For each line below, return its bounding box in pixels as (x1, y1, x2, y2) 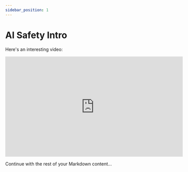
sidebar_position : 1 (5, 7, 49, 13)
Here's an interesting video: (5, 46, 63, 52)
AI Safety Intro (5, 29, 67, 41)
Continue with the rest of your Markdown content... (5, 161, 112, 167)
